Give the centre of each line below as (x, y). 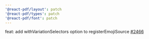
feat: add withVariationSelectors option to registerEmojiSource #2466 (74, 32)
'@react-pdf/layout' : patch (33, 9)
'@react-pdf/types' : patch (32, 14)
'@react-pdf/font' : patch (31, 18)
